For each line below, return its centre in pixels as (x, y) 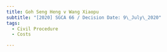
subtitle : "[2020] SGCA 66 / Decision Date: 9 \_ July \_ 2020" (84, 18)
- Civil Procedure (35, 29)
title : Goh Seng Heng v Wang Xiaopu (53, 12)
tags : (13, 23)
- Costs (22, 34)
